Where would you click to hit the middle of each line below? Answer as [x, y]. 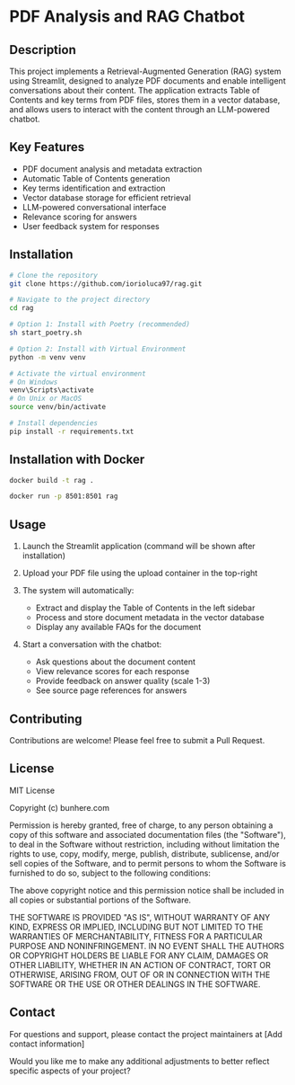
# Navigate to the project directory [80, 300]
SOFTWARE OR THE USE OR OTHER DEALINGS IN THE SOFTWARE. [135, 984]
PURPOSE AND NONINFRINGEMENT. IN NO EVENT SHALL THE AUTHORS [147, 946]
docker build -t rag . [52, 480]
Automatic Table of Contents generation [96, 178]
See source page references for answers [111, 690]
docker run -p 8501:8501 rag [64, 496]
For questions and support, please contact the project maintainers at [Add [146, 1034]
